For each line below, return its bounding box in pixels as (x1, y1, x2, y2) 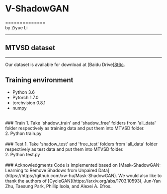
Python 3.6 (12, 89, 35, 95)
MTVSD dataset (5, 44, 56, 52)
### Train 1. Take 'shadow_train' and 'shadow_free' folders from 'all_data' (5, 120, 156, 126)
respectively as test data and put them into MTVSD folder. (5, 146, 124, 152)
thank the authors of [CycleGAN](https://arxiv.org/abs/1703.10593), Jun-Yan (5, 178, 161, 184)
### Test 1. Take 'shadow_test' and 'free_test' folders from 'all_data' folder (5, 141, 158, 147)
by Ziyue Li (5, 24, 28, 30)
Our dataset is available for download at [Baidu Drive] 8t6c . (5, 62, 125, 67)
